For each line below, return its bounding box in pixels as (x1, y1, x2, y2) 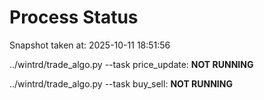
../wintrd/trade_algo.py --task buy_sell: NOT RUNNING (9, 77, 233, 90)
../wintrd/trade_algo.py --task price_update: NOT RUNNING (9, 58, 254, 70)
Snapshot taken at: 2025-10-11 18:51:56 (9, 39, 171, 51)
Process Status (9, 6, 139, 29)
